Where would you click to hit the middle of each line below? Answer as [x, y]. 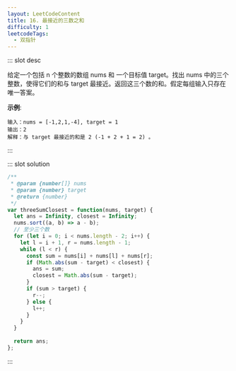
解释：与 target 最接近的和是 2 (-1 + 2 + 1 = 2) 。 [81, 137]
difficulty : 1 [28, 27]
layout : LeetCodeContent [44, 14]
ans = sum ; [49, 269]
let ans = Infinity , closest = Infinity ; [76, 216]
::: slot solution [29, 164]
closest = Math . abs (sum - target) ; [85, 276]
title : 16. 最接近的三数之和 [46, 20]
